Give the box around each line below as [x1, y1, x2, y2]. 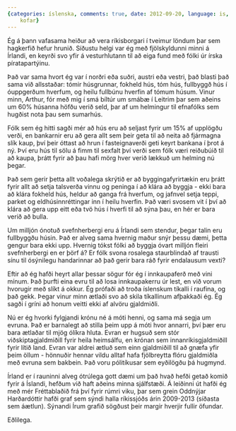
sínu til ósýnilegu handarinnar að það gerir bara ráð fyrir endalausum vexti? [7, 255, 226, 265]
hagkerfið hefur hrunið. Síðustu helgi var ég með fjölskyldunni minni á [7, 44, 210, 52]
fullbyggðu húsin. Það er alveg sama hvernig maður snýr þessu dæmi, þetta [7, 233, 228, 242]
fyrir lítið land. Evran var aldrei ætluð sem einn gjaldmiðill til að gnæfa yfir [7, 343, 220, 351]
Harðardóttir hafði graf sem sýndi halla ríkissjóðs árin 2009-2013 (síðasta [7, 394, 220, 403]
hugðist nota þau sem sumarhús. [7, 110, 103, 119]
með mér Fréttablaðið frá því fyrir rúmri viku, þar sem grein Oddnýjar [7, 387, 206, 395]
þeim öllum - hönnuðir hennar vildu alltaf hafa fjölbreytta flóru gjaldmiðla [7, 351, 218, 359]
